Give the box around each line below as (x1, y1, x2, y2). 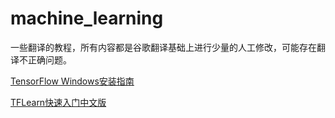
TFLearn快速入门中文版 (10, 96, 107, 108)
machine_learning (10, 7, 164, 30)
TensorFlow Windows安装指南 (10, 75, 135, 87)
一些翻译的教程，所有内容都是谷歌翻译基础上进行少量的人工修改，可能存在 (10, 41, 317, 53)
